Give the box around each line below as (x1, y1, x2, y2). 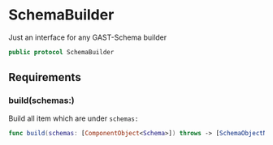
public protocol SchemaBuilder (8, 48, 115, 56)
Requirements (8, 70, 81, 84)
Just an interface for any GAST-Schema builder (8, 32, 167, 42)
